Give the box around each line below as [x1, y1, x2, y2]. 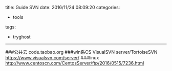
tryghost [12, 34, 31, 40]
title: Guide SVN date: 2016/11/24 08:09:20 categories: [5, 5, 120, 10]
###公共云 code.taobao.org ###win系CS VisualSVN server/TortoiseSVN [5, 49, 158, 55]
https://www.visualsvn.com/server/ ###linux [5, 55, 99, 60]
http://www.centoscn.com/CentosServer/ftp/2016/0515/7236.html [5, 60, 144, 66]
